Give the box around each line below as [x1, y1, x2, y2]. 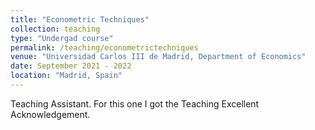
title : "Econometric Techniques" [10, 14, 150, 25]
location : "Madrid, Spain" [10, 71, 123, 81]
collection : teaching [10, 24, 101, 34]
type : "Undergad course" [10, 33, 114, 43]
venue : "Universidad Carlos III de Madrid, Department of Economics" [10, 52, 307, 62]
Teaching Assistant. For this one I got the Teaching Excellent [10, 97, 260, 110]
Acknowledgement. [10, 108, 91, 120]
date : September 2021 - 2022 [10, 61, 132, 71]
